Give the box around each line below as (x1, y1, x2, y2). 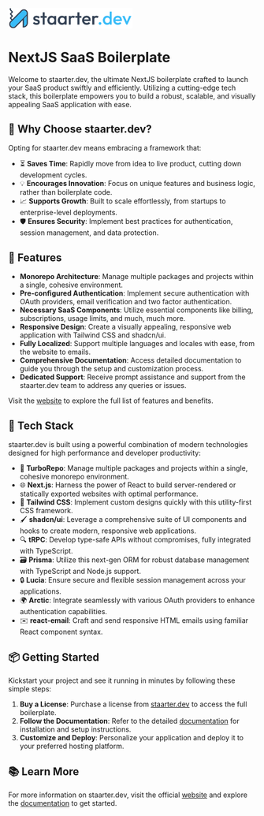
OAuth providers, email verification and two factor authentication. (19, 297, 232, 307)
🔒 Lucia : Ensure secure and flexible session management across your (19, 575, 247, 584)
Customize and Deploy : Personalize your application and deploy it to (19, 732, 244, 742)
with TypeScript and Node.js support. (19, 566, 142, 576)
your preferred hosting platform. (19, 741, 125, 751)
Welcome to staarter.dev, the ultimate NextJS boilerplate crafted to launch (8, 74, 248, 84)
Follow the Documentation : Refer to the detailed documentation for (19, 716, 240, 725)
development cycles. (19, 170, 87, 180)
